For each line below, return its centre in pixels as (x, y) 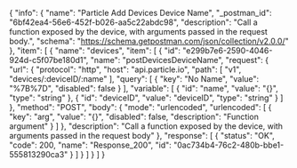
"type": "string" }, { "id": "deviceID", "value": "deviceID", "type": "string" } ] (146, 98)
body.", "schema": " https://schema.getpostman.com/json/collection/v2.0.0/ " (149, 41)
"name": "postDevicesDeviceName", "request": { (180, 60)
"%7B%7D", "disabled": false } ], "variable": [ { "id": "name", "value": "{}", (144, 88)
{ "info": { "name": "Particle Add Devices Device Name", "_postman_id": (140, 13)
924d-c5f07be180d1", (49, 60)
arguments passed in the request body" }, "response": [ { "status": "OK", (142, 136)
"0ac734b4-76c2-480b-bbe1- (229, 145)
